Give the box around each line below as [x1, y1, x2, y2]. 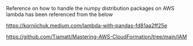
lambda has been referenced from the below [6, 11, 113, 18]
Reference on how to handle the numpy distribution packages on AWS [6, 5, 175, 11]
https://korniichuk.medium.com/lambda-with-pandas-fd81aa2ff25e [6, 22, 167, 29]
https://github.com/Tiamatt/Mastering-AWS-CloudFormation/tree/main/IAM [6, 33, 187, 40]
